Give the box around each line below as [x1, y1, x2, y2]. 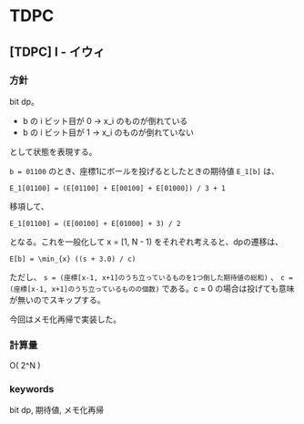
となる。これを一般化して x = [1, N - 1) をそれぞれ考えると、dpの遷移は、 [9, 236, 284, 247]
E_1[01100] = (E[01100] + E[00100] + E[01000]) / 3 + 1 [9, 183, 226, 192]
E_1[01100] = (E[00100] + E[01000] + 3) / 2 [9, 219, 181, 228]
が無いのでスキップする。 [9, 294, 106, 305]
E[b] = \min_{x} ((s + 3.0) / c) [9, 254, 137, 264]
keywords [9, 383, 55, 396]
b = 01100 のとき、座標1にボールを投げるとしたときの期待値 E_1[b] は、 [9, 165, 279, 176]
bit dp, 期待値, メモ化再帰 [9, 405, 105, 416]
